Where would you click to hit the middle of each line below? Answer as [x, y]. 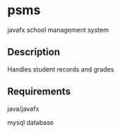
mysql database [31, 122]
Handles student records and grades [61, 69]
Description [34, 52]
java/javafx [23, 108]
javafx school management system [58, 30]
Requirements [39, 92]
